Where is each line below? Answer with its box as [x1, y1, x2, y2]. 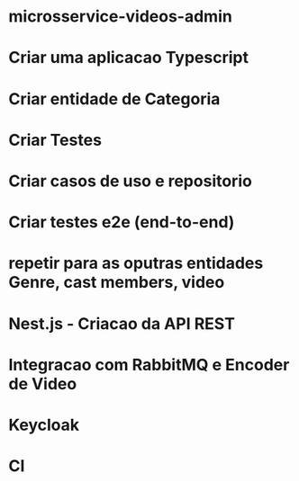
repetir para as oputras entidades [8, 254, 264, 273]
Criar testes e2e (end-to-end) [8, 212, 235, 233]
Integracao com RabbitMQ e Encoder [8, 354, 290, 375]
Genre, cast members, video [8, 272, 225, 293]
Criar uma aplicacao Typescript [8, 48, 249, 68]
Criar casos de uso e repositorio [8, 171, 253, 191]
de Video [8, 373, 77, 394]
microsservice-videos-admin [8, 6, 233, 27]
